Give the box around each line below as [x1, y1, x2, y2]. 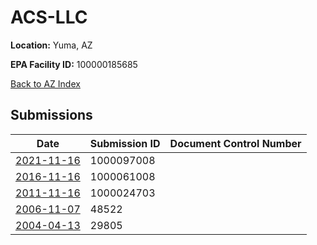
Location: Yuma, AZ [10, 39, 93, 51]
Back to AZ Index [10, 77, 81, 90]
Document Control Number [169, 136, 302, 150]
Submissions [10, 107, 93, 124]
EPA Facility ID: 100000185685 [10, 58, 138, 70]
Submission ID [89, 136, 161, 150]
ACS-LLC [10, 6, 88, 29]
